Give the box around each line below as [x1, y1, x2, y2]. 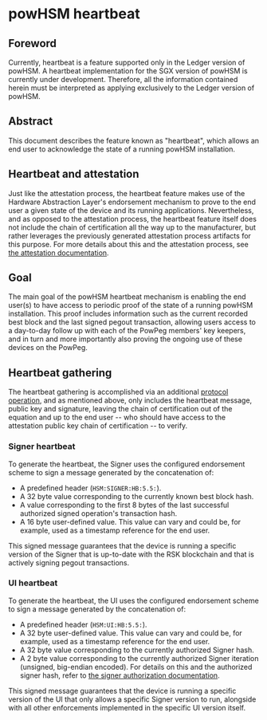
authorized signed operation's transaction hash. [19, 508, 178, 518]
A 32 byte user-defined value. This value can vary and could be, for [19, 628, 243, 638]
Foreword [8, 37, 57, 50]
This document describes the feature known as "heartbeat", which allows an [8, 136, 260, 145]
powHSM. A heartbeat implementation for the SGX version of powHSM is [8, 66, 249, 76]
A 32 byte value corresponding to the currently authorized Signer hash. [19, 645, 254, 655]
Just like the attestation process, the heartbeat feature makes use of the [8, 188, 245, 198]
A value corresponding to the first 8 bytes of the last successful [19, 500, 230, 510]
